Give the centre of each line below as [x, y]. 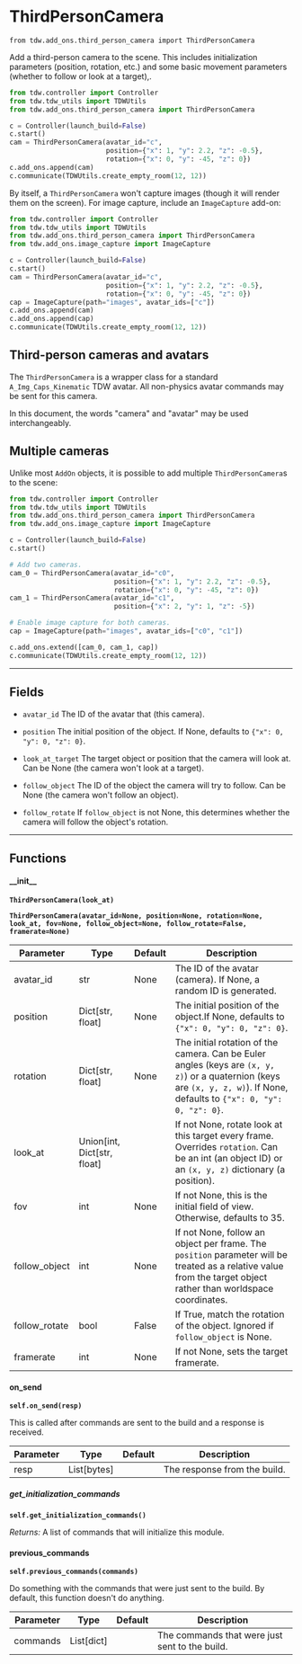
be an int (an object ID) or [229, 1159]
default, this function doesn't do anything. [87, 1598]
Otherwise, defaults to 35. [230, 1218]
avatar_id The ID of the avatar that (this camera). [113, 714]
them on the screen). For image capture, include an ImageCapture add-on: [145, 202]
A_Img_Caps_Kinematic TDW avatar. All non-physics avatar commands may [147, 386]
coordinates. [201, 1300]
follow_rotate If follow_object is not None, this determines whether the [156, 812]
